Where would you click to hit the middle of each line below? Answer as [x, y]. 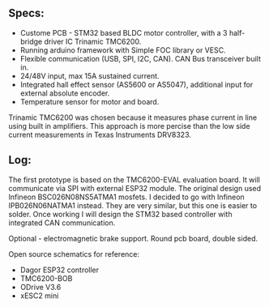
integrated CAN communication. [62, 223]
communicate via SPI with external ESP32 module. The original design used [135, 188]
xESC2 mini [39, 296]
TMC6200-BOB [46, 278]
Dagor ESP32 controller [60, 270]
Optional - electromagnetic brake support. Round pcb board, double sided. [133, 238]
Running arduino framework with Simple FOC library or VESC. [123, 50]
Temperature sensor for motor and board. [90, 101]
